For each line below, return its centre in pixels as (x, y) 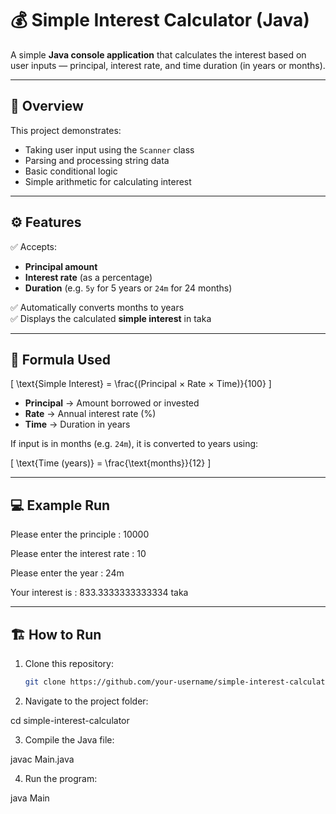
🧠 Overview (47, 106)
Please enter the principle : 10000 (80, 534)
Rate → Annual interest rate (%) (90, 414)
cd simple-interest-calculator (70, 720)
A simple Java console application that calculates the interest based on (158, 54)
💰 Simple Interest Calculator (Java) (160, 20)
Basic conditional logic (71, 171)
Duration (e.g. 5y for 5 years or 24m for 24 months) (128, 288)
